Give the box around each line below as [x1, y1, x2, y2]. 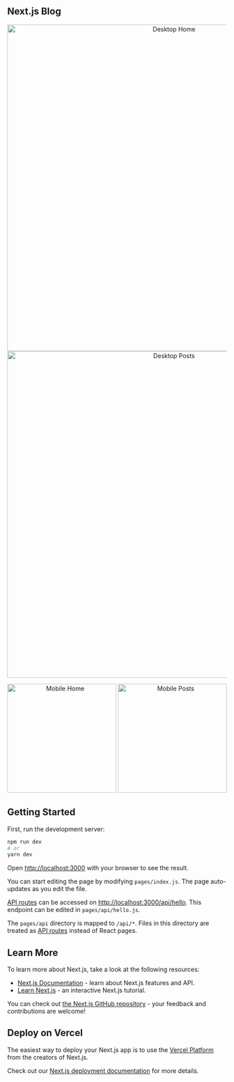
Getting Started [7, 806, 76, 818]
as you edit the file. [32, 885, 87, 893]
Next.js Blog [7, 6, 61, 17]
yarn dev [7, 851, 33, 858]
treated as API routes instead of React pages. [7, 927, 137, 935]
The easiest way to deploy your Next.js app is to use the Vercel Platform [7, 1045, 214, 1054]
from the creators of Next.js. [7, 1053, 88, 1061]
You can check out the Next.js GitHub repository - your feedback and [7, 1000, 207, 1008]
